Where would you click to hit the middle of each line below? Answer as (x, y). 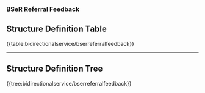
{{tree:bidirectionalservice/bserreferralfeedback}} (69, 83)
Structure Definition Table (56, 29)
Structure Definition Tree (55, 69)
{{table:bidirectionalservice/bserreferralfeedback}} (70, 43)
